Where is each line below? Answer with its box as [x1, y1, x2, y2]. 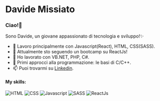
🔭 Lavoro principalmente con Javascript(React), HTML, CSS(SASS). [12, 43, 155, 49]
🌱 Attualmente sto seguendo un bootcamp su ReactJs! [12, 49, 128, 55]
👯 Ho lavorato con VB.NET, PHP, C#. [12, 54, 89, 60]
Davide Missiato [5, 4, 75, 15]
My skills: [5, 79, 27, 85]
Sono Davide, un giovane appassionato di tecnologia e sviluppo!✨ [5, 33, 144, 39]
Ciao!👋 [5, 22, 22, 29]
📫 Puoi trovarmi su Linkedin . [12, 65, 74, 72]
